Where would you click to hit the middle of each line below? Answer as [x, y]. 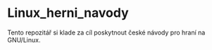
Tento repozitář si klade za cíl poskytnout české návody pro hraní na [106, 32]
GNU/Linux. [24, 39]
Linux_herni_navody [68, 13]
